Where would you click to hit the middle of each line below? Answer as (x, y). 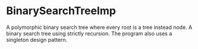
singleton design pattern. (37, 40)
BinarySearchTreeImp (61, 11)
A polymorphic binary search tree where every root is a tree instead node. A (99, 27)
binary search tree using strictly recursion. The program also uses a (89, 33)
